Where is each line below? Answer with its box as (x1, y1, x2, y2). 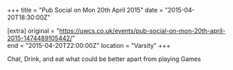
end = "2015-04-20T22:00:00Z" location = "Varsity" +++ (7, 42, 171, 49)
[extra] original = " (7, 27, 60, 35)
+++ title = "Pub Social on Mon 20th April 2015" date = (7, 6, 164, 14)
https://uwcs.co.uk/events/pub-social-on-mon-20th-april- (58, 27, 226, 35)
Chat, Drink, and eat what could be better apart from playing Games (7, 55, 201, 63)
